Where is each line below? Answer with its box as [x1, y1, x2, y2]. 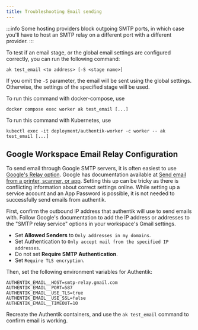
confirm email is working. [6, 317, 68, 324]
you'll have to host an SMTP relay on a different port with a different [6, 31, 172, 38]
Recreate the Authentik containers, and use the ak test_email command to [6, 311, 189, 318]
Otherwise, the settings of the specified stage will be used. [6, 83, 150, 90]
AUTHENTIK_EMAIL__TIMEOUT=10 [6, 300, 78, 306]
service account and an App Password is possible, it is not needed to [6, 190, 175, 197]
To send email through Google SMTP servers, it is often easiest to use [6, 165, 177, 172]
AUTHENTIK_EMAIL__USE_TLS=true [6, 290, 84, 296]
